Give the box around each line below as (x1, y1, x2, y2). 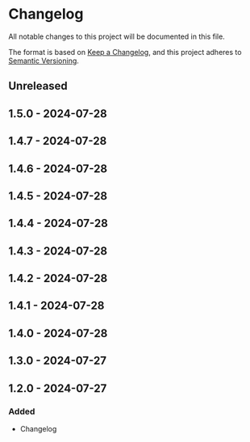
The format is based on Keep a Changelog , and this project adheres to (8, 47, 242, 57)
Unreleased (8, 79, 69, 93)
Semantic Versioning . (8, 56, 79, 65)
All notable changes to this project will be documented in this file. (8, 32, 226, 41)
